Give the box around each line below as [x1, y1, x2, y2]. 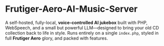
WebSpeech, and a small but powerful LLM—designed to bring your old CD [5, 24, 159, 30]
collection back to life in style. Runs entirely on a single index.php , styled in [5, 30, 159, 36]
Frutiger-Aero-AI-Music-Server [5, 3, 138, 15]
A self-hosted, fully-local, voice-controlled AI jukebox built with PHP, [5, 20, 148, 25]
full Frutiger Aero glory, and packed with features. [5, 35, 108, 41]
